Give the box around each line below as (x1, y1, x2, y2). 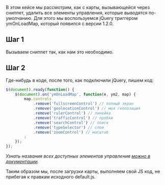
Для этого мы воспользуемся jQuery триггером (33, 15, 138, 21)
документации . (6, 158, 39, 165)
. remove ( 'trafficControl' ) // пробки (33, 115, 114, 120)
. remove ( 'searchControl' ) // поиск (33, 120, 109, 125)
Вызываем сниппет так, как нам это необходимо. (6, 48, 114, 55)
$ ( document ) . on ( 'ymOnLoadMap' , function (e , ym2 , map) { (15, 92, 136, 97)
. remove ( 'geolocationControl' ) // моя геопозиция (33, 106, 141, 111)
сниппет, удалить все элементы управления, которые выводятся (6, 10, 148, 16)
